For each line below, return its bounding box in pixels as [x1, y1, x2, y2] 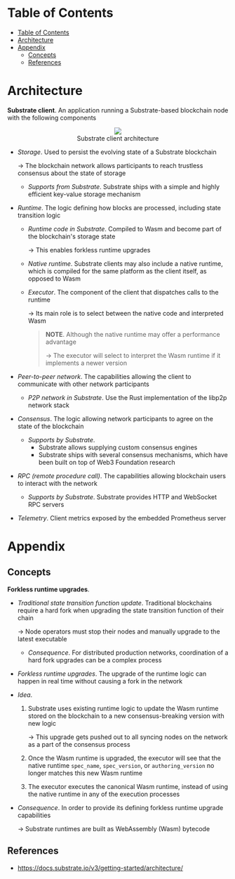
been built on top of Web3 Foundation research [38, 458, 175, 466]
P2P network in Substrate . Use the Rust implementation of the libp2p [27, 393, 227, 402]
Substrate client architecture [76, 134, 159, 142]
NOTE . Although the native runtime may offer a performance [45, 330, 220, 338]
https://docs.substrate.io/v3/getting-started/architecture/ [17, 864, 184, 872]
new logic [27, 719, 56, 727]
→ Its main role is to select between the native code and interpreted [27, 309, 224, 317]
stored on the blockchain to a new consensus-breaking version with [27, 712, 224, 720]
